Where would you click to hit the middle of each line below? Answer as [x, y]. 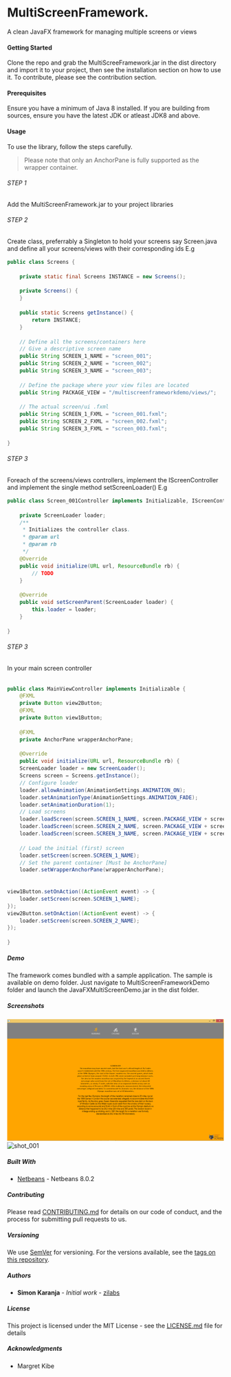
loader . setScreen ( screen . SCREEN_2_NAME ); [79, 921]
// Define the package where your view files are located [104, 385]
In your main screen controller [50, 668]
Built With [22, 1161]
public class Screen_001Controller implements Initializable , [98, 501]
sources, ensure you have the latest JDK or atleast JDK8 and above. [104, 115]
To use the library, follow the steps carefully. [70, 146]
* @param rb [40, 544]
